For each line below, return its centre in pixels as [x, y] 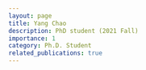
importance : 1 [32, 38]
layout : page [30, 16]
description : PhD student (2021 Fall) [73, 31]
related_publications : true [56, 53]
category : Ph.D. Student [50, 46]
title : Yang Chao [38, 23]
